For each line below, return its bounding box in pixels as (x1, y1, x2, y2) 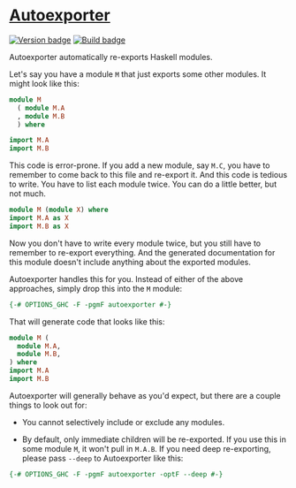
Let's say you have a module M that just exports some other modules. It (9, 68, 267, 80)
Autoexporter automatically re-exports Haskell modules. (9, 51, 214, 62)
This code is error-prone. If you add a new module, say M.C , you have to (9, 160, 270, 171)
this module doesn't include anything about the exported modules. (9, 256, 252, 267)
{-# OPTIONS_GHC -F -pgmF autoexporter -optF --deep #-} (9, 469, 224, 478)
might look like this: (9, 78, 80, 88)
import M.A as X (9, 214, 69, 223)
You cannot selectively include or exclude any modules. (21, 416, 225, 427)
